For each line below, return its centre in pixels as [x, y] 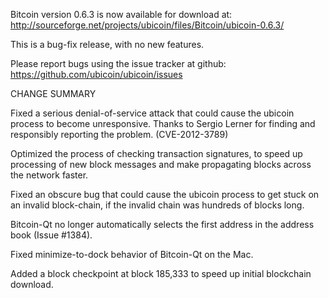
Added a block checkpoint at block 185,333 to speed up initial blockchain [161, 273]
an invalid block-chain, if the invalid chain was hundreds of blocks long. [157, 205]
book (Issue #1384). [51, 235]
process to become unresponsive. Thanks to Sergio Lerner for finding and [163, 123]
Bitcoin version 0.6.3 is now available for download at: [121, 14]
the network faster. [49, 175]
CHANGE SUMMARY [53, 93]
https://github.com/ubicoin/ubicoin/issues [96, 74]
